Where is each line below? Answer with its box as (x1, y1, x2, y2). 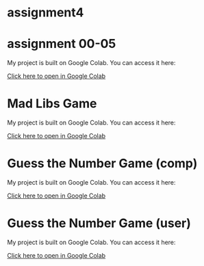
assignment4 (7, 5, 84, 21)
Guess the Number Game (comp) (7, 156, 198, 172)
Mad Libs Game (7, 96, 97, 111)
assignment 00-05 (7, 36, 116, 52)
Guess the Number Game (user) (7, 215, 192, 231)
